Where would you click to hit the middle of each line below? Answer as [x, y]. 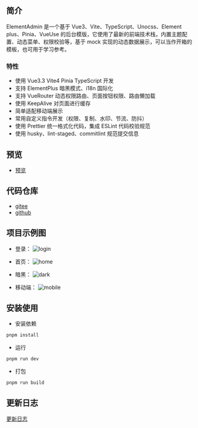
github [23, 212]
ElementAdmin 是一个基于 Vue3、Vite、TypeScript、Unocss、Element [94, 27]
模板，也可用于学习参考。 [38, 49]
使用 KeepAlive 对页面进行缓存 [53, 103]
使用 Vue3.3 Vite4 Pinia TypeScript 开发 [64, 81]
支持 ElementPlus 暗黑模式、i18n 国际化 [64, 88]
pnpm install [23, 335]
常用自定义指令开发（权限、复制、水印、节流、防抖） [81, 118]
